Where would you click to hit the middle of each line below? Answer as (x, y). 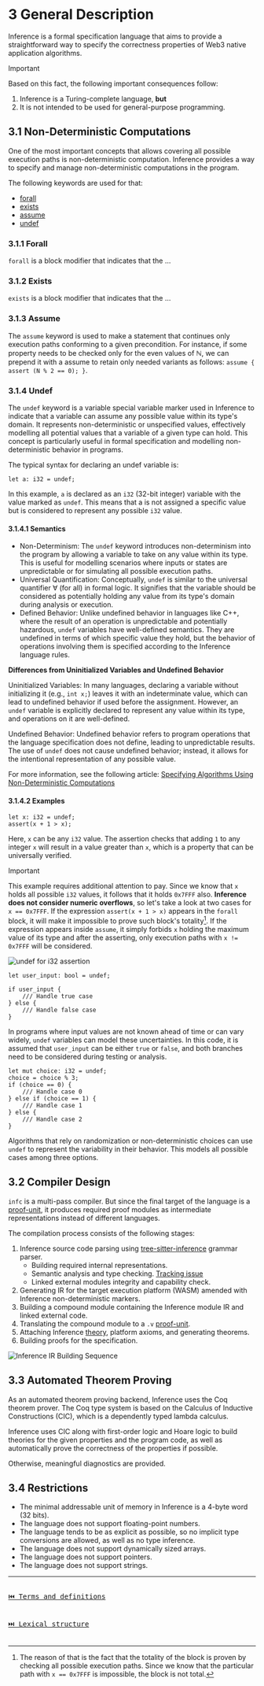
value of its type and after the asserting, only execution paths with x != (123, 937)
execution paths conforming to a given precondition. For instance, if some (128, 344)
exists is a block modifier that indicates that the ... (90, 298)
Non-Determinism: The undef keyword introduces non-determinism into (135, 546)
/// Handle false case (59, 1010)
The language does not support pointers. (86, 1557)
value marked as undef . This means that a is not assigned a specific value (127, 502)
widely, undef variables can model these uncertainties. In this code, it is (123, 1040)
